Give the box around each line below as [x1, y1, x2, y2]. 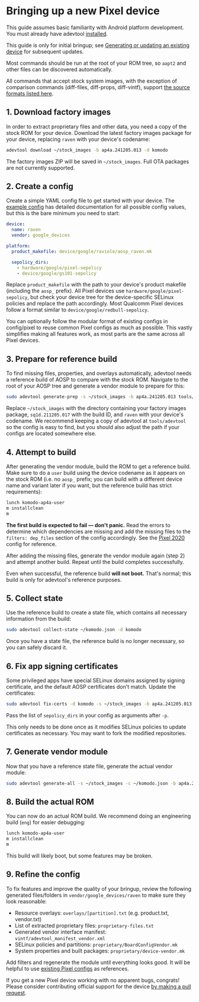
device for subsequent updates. [6, 48, 84, 55]
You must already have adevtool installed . [6, 30, 108, 37]
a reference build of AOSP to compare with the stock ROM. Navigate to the [6, 376, 188, 383]
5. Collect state [6, 593, 63, 603]
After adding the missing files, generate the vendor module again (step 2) [6, 552, 185, 559]
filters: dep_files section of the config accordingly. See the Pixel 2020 [6, 534, 185, 541]
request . [6, 989, 27, 996]
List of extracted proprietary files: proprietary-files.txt [14, 922, 154, 929]
